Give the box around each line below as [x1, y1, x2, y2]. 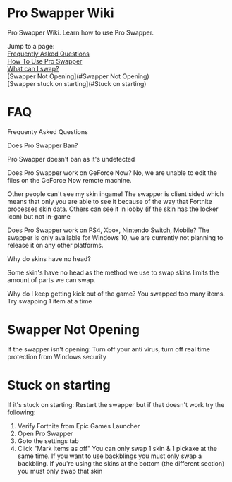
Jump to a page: [7, 42, 55, 50]
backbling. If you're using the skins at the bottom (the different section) [17, 459, 225, 467]
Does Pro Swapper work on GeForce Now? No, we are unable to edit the [7, 168, 217, 177]
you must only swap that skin [17, 466, 103, 475]
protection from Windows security [7, 352, 107, 361]
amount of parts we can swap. [7, 275, 96, 284]
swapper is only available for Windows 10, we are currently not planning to [7, 233, 224, 241]
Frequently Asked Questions [7, 49, 90, 58]
